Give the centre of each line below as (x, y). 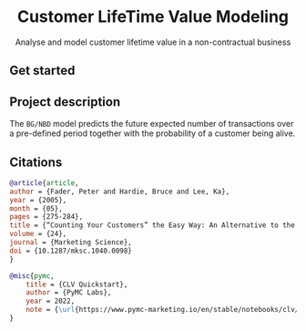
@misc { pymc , (32, 275)
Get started (42, 71)
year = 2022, (51, 301)
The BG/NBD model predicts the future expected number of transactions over (152, 124)
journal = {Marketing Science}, (71, 243)
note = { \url (51, 310)
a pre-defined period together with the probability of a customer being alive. (153, 133)
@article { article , (44, 183)
